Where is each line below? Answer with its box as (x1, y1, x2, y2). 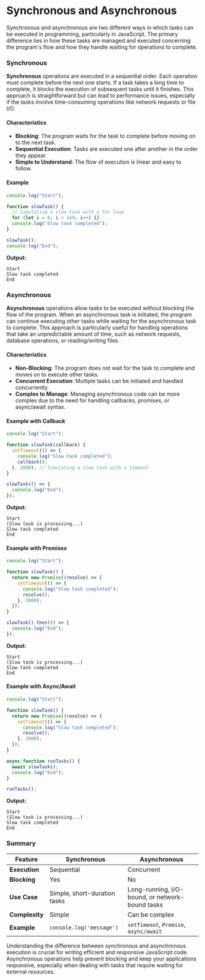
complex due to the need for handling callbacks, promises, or (15, 397, 170, 404)
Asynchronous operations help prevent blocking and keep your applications (6, 955, 197, 962)
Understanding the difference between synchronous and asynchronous (6, 942, 186, 949)
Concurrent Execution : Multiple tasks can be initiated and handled (15, 377, 183, 385)
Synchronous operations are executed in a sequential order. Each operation (6, 73, 198, 80)
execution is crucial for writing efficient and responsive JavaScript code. (6, 948, 189, 956)
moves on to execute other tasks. (15, 371, 99, 379)
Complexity (9, 910, 44, 919)
